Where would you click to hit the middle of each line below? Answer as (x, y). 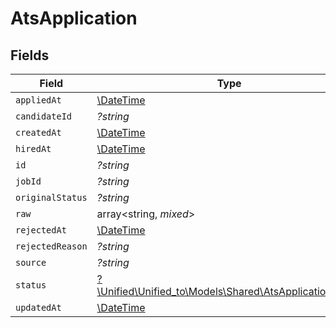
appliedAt (38, 100)
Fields (30, 55)
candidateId (44, 116)
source (31, 262)
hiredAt (33, 148)
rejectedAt (41, 230)
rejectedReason (51, 246)
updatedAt (38, 307)
